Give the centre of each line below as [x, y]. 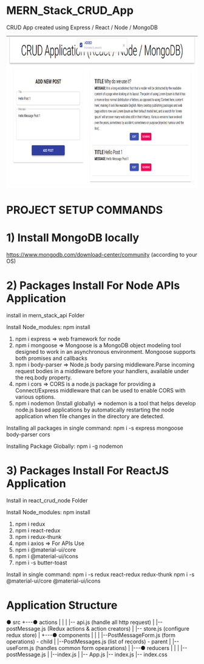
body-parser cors [28, 434]
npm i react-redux [38, 530]
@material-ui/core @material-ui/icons [53, 581]
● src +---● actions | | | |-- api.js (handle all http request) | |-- [84, 622]
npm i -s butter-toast [41, 563]
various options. [35, 397]
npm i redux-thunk [38, 537]
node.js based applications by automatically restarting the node [94, 410]
